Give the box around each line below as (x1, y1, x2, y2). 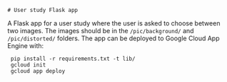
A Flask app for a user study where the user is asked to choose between (7, 19, 221, 28)
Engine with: (7, 42, 44, 49)
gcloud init (10, 61, 46, 69)
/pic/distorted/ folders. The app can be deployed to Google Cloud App (7, 34, 220, 42)
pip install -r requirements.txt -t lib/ (10, 55, 136, 62)
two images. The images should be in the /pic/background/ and (7, 27, 194, 35)
